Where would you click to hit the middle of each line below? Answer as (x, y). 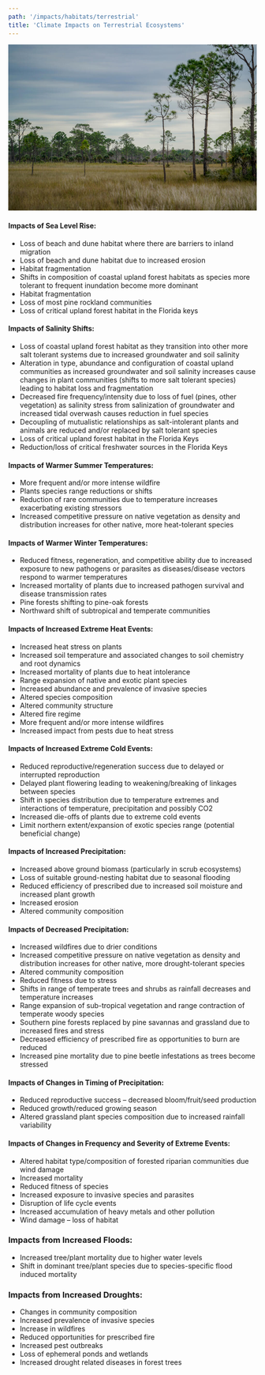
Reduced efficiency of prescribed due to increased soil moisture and (131, 886)
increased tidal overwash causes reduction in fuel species (114, 413)
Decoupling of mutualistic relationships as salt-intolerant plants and (129, 421)
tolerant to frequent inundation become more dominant (109, 285)
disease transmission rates (63, 594)
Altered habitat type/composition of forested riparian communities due (134, 1161)
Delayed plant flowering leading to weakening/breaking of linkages (128, 783)
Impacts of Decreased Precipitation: (69, 929)
